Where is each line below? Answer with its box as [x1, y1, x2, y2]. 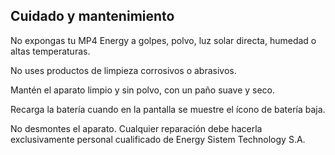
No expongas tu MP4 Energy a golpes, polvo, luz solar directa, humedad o [10, 34, 317, 46]
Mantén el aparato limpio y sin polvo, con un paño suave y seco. [10, 84, 276, 96]
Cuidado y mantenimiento [10, 8, 175, 25]
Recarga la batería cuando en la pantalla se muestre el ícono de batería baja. [10, 103, 326, 115]
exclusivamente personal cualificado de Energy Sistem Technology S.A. [10, 133, 306, 145]
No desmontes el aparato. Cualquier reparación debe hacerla [10, 122, 263, 134]
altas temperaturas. [10, 45, 91, 57]
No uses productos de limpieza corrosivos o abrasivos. [10, 64, 237, 76]
